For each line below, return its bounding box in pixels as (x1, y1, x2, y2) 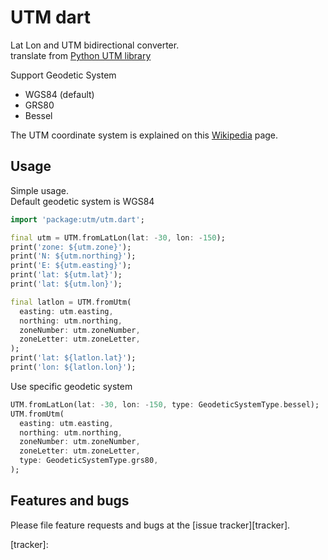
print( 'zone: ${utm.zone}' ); (10, 242, 132, 252)
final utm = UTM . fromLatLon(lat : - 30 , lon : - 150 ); (10, 232, 226, 243)
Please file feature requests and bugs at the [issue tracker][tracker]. (10, 519, 291, 531)
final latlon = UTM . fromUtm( (10, 297, 132, 307)
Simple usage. (10, 184, 70, 196)
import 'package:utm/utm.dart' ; (10, 214, 145, 225)
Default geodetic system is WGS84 (10, 195, 155, 207)
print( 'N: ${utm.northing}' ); (10, 251, 137, 261)
